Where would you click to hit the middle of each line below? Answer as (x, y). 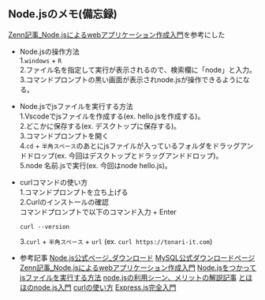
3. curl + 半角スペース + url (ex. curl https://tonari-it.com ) (116, 241)
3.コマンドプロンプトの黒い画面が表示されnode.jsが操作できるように (131, 79)
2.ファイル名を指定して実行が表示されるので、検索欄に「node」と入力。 (138, 69)
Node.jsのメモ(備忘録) (63, 14)
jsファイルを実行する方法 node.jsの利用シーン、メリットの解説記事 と (132, 277)
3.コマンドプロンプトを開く (64, 136)
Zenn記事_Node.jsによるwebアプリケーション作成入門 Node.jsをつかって (138, 268)
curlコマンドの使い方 (54, 182)
